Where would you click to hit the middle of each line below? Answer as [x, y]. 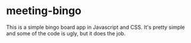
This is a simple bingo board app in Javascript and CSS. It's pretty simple [95, 27]
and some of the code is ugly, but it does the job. [66, 33]
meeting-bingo [44, 11]
